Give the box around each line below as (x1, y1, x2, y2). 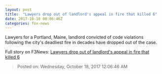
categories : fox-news (5, 21, 50, 26)
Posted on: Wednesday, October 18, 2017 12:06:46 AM (17, 64, 128, 70)
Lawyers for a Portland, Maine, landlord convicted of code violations (5, 34, 144, 40)
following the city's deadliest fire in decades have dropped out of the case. (5, 40, 158, 46)
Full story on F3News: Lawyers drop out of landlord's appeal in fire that (5, 49, 150, 55)
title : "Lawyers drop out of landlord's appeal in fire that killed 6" (5, 12, 158, 17)
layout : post (5, 7, 32, 12)
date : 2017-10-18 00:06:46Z (5, 16, 63, 21)
